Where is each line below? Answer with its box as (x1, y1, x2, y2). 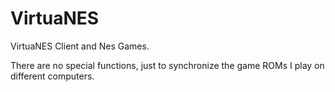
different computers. (10, 70, 95, 82)
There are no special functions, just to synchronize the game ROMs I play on (10, 59, 325, 71)
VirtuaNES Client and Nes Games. (10, 40, 150, 52)
